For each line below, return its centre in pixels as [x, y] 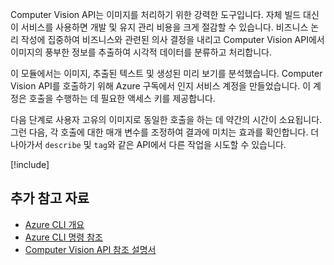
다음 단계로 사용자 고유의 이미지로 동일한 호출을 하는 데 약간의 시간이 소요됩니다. [166, 119]
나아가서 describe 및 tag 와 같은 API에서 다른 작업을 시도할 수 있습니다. [148, 144]
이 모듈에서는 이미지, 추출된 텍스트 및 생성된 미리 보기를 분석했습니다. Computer [166, 73]
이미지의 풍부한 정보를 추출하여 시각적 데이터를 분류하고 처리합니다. [141, 52]
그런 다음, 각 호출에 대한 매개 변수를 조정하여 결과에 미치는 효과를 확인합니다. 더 [165, 132]
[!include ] [30, 164]
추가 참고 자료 [50, 198]
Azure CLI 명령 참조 [63, 237]
